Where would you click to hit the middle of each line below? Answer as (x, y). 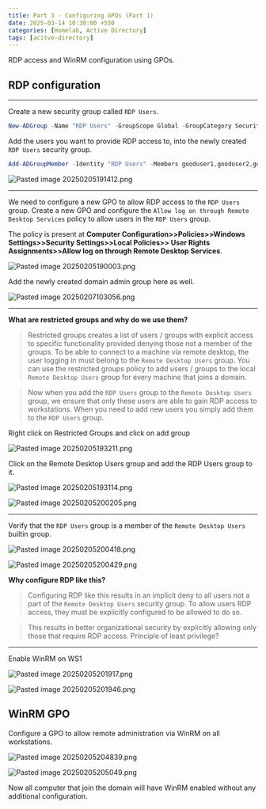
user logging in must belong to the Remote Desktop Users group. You (139, 360)
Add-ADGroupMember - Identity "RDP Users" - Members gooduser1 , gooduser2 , (131, 164)
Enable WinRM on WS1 (45, 659)
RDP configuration (55, 85)
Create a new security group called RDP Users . (84, 112)
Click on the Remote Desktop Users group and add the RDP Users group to (131, 463)
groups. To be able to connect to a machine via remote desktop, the (138, 351)
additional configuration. (48, 796)
